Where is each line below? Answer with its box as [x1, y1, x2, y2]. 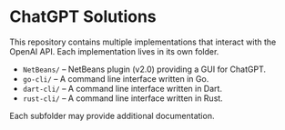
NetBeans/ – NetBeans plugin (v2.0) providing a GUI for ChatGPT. [22, 64, 267, 75]
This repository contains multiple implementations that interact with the [9, 36, 277, 47]
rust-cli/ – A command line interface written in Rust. [22, 93, 223, 104]
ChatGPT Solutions [9, 6, 157, 27]
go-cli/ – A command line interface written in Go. [22, 73, 209, 84]
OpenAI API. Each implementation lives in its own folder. [9, 45, 219, 56]
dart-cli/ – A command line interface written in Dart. [22, 83, 223, 94]
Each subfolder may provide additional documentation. [9, 110, 215, 121]
